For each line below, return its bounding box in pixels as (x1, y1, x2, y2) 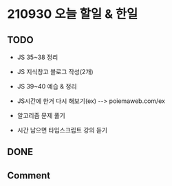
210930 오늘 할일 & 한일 (7, 6, 138, 22)
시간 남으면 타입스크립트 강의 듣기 (17, 126, 108, 134)
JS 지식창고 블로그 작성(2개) (17, 68, 94, 75)
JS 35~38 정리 (17, 53, 58, 61)
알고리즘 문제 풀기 (17, 111, 65, 119)
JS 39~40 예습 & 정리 (17, 82, 77, 90)
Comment (7, 170, 51, 181)
